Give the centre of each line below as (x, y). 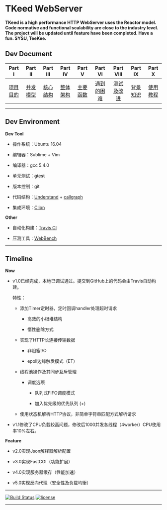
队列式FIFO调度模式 (55, 393)
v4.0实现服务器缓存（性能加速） (45, 472)
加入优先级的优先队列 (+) (60, 404)
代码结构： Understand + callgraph (47, 197)
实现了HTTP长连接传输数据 (47, 340)
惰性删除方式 (40, 329)
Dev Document (29, 54)
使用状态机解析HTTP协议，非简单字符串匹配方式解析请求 (78, 414)
